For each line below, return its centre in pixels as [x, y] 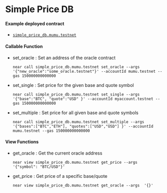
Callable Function [24, 46]
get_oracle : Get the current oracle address [57, 153]
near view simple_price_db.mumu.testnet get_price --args [75, 162]
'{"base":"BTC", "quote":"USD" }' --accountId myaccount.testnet [83, 99]
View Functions [22, 142]
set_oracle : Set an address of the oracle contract [64, 58]
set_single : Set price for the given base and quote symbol [73, 85]
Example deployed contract [35, 23]
